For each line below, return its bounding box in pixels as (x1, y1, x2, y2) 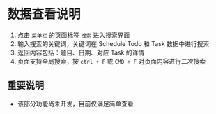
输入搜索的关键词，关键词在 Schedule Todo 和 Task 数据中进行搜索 (17, 39, 210, 48)
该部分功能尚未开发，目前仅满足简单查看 (17, 99, 134, 108)
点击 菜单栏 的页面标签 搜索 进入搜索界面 (17, 31, 130, 39)
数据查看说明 (7, 6, 82, 22)
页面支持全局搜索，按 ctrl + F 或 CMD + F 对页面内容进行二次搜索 (17, 57, 206, 65)
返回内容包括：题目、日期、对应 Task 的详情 (17, 48, 145, 57)
